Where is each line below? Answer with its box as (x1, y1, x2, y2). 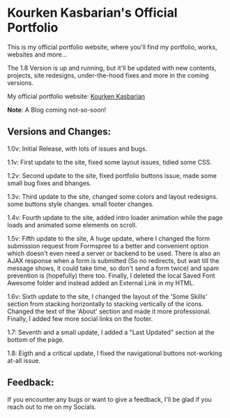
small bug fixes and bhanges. (7, 179, 92, 187)
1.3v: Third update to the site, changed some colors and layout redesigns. (7, 192, 218, 200)
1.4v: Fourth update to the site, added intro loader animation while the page (7, 213, 223, 221)
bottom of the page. (7, 335, 65, 343)
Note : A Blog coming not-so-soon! (7, 105, 107, 114)
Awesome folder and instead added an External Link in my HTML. (7, 278, 195, 287)
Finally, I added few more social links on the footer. (7, 314, 153, 322)
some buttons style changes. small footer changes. (7, 200, 155, 208)
